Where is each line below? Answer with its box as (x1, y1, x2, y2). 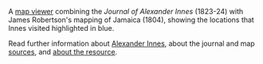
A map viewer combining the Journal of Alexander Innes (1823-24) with (8, 7, 244, 16)
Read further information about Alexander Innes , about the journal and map (8, 39, 255, 48)
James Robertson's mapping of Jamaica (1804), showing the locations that (8, 15, 255, 24)
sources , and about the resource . (8, 47, 118, 56)
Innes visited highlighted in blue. (8, 24, 115, 32)
